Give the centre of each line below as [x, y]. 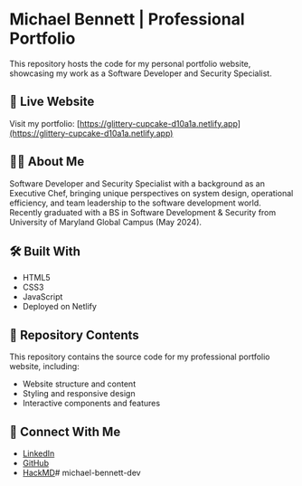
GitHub [36, 463]
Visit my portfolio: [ [45, 123]
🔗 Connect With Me [65, 431]
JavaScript [42, 297]
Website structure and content [79, 384]
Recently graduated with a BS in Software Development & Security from [143, 212]
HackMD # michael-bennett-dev [82, 472]
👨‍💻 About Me [47, 162]
